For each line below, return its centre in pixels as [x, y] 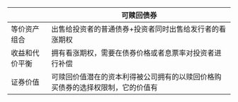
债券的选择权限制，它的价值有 [108, 87]
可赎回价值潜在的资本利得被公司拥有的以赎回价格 [133, 77]
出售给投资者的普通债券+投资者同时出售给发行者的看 [139, 29]
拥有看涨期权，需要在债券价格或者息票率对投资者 [133, 53]
